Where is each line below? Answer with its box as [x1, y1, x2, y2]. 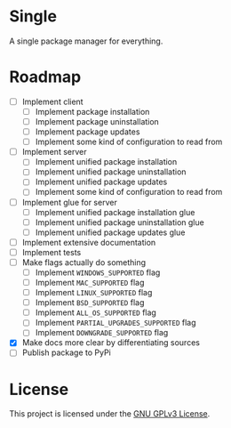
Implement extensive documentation [21, 237, 156, 247]
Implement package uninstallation [35, 117, 160, 126]
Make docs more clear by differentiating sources [21, 337, 200, 348]
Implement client [21, 96, 84, 107]
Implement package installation [35, 106, 150, 117]
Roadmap [9, 67, 82, 87]
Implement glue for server [21, 197, 117, 207]
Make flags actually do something [21, 256, 147, 268]
